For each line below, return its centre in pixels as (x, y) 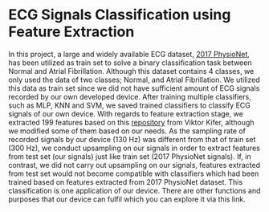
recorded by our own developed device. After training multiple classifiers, (130, 96)
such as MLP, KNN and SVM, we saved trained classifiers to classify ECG (130, 105)
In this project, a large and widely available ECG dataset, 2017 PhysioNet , (129, 54)
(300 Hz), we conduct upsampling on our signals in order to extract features (134, 148)
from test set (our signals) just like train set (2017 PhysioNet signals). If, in (130, 156)
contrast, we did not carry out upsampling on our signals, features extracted (134, 165)
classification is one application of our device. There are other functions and (134, 190)
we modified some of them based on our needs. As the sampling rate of (127, 131)
